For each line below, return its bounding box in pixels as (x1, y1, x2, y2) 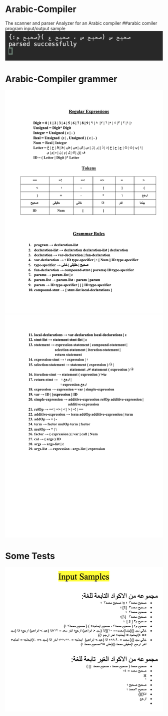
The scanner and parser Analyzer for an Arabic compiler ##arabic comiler (5, 20, 157, 26)
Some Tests (5, 550, 55, 562)
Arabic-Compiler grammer (5, 73, 117, 85)
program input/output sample (5, 25, 66, 31)
